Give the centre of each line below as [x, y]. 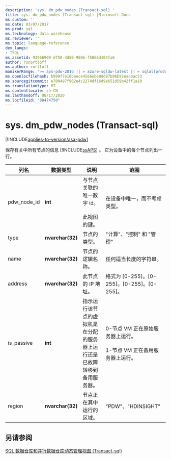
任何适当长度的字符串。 [134, 259]
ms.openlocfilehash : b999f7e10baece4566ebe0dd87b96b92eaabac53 [74, 76]
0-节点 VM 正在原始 [130, 328]
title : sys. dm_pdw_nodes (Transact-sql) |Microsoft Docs [68, 15]
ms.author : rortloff [27, 67]
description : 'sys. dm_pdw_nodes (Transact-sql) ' [60, 10]
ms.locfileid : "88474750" [33, 100]
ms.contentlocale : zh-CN [32, 91]
